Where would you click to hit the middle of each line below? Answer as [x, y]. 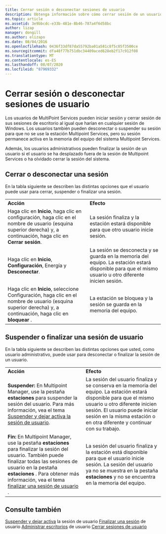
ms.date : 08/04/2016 [26, 42]
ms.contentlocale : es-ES [31, 60]
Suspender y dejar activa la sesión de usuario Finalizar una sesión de [76, 522]
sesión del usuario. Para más [41, 404]
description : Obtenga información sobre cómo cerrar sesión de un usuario [84, 14]
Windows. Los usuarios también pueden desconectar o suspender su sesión [83, 128]
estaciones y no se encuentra [121, 477]
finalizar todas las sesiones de [43, 461]
